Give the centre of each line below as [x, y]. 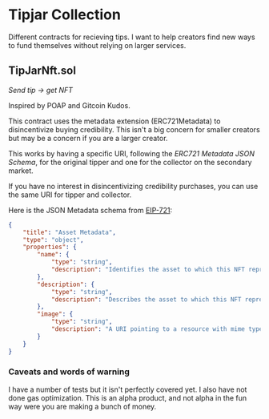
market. [21, 171]
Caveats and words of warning [69, 372]
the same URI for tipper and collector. [70, 195]
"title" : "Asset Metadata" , [69, 232]
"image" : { [55, 314]
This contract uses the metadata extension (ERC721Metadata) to [114, 121]
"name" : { [53, 255]
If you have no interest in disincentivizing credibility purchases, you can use [133, 186]
